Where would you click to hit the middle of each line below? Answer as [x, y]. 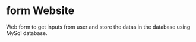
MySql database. [27, 33]
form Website [40, 11]
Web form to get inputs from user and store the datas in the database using [98, 27]
